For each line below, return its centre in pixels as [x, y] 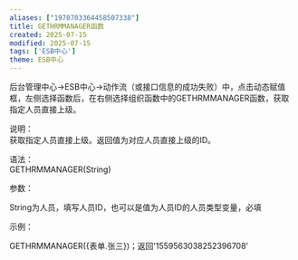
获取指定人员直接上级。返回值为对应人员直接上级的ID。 [112, 140]
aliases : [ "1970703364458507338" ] [75, 18]
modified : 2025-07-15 [50, 43]
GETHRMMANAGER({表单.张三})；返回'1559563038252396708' [129, 246]
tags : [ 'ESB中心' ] [43, 52]
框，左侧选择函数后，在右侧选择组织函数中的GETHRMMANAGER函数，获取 [149, 98]
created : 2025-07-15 [48, 34]
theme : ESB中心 [37, 60]
